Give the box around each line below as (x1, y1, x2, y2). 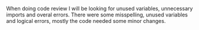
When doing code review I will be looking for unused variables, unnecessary (6, 5, 193, 12)
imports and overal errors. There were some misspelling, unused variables (6, 11, 188, 18)
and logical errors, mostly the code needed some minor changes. (6, 18, 166, 24)
